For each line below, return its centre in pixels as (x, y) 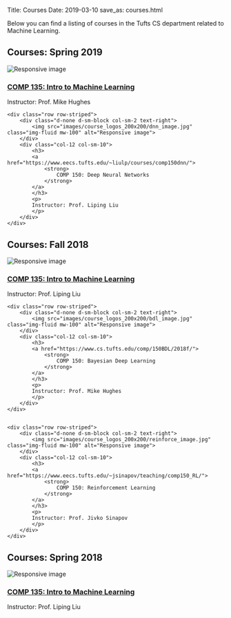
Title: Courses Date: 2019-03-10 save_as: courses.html (85, 10)
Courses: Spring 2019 (55, 52)
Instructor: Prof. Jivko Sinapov (80, 518)
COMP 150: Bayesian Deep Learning (106, 361)
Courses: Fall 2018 (48, 244)
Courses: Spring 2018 (55, 558)
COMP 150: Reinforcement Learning (106, 488)
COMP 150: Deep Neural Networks (103, 175)
